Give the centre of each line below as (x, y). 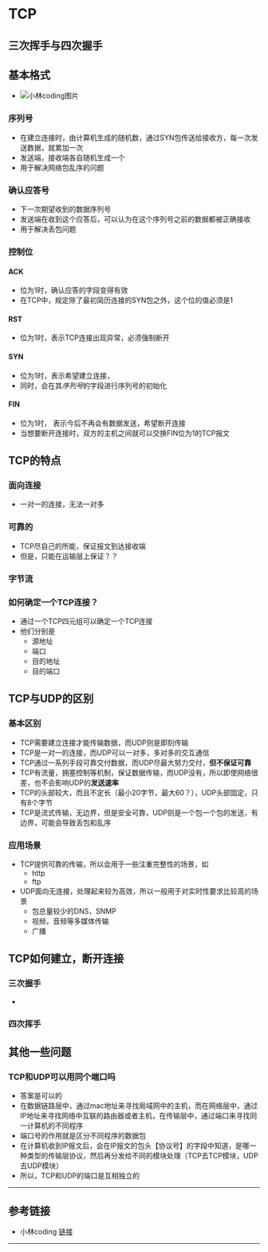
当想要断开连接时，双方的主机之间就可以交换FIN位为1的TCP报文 (124, 433)
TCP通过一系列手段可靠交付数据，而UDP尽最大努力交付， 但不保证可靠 (136, 762)
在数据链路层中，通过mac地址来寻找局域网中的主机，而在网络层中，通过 (138, 1106)
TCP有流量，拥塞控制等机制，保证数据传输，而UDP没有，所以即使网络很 (139, 772)
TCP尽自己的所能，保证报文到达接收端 (83, 546)
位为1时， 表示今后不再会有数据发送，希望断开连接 (102, 423)
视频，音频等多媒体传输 (70, 921)
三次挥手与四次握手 (55, 45)
